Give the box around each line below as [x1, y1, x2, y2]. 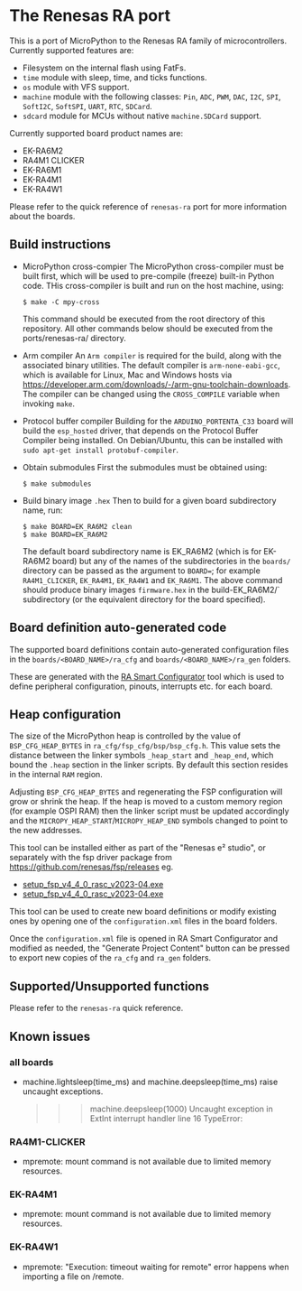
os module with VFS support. [22, 81, 130, 92]
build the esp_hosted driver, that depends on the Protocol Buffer [22, 425, 259, 436]
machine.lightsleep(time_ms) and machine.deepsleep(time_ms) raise [22, 1076, 279, 1087]
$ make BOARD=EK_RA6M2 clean [22, 522, 133, 531]
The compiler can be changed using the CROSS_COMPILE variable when [22, 388, 280, 399]
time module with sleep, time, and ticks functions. [22, 71, 207, 82]
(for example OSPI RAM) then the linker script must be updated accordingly [9, 805, 290, 817]
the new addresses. [9, 825, 83, 836]
